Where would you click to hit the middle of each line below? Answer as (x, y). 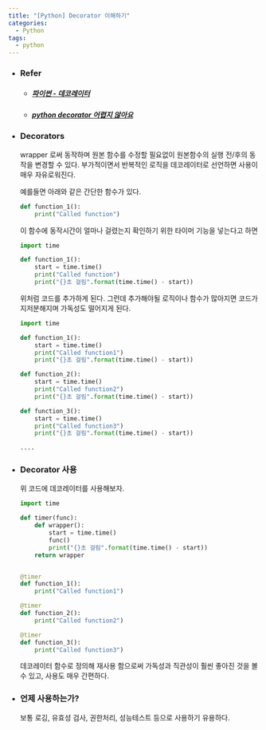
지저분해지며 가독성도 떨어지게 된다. (75, 308)
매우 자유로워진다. (47, 174)
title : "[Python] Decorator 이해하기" (69, 16)
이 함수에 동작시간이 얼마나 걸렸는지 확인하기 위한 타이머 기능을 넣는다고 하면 (139, 230)
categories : (28, 23)
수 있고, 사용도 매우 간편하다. (65, 676)
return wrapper (60, 555)
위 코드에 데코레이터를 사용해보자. (72, 488)
